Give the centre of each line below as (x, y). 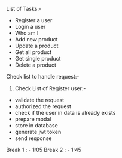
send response (33, 138)
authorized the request (43, 106)
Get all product (33, 52)
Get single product (38, 59)
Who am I (27, 33)
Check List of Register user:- (50, 88)
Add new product (36, 39)
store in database (36, 125)
